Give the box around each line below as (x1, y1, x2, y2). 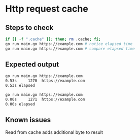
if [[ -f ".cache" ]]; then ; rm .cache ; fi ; (5, 37, 101, 42)
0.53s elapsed (5, 83, 36, 88)
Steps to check (5, 23, 54, 32)
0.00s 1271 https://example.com (5, 97, 85, 102)
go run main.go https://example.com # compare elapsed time (5, 46, 135, 51)
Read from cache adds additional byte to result (5, 129, 103, 135)
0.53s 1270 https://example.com (5, 78, 85, 84)
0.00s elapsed (5, 101, 36, 107)
